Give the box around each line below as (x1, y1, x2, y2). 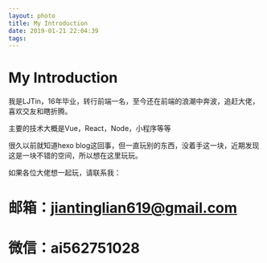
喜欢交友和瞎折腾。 (8, 106, 72, 117)
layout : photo (8, 11, 56, 20)
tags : (8, 34, 27, 43)
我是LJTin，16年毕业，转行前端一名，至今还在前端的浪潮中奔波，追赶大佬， (8, 97, 260, 106)
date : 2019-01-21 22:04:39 (8, 27, 99, 35)
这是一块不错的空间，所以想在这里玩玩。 (8, 150, 142, 161)
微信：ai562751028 (8, 239, 141, 257)
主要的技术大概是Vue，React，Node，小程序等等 (8, 124, 171, 134)
